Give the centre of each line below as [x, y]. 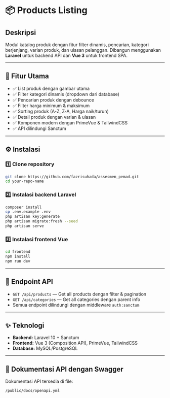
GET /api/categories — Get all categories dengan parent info [76, 299]
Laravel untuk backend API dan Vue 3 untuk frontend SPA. [67, 55]
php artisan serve [25, 226]
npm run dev [18, 261]
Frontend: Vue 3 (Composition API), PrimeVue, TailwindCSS [75, 343]
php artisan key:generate [32, 217]
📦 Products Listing [46, 10]
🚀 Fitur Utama [27, 76]
